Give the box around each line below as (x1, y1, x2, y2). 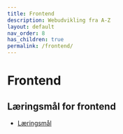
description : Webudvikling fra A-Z (7, 17, 111, 24)
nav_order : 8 (7, 29, 45, 37)
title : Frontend (7, 10, 55, 17)
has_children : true (7, 36, 64, 43)
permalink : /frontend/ (7, 43, 73, 50)
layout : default (7, 23, 55, 30)
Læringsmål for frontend (7, 100, 117, 112)
